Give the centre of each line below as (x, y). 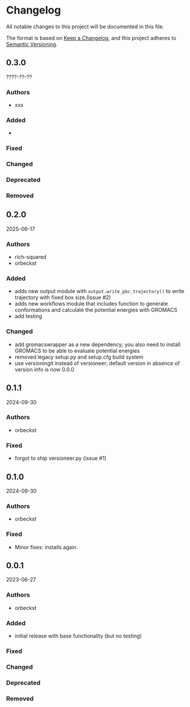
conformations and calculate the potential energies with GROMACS (96, 310)
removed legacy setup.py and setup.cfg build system (79, 357)
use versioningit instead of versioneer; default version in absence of (97, 363)
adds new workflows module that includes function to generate (91, 304)
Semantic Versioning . (32, 44)
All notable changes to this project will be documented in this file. (85, 26)
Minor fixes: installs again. (46, 547)
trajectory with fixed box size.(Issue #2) (63, 297)
